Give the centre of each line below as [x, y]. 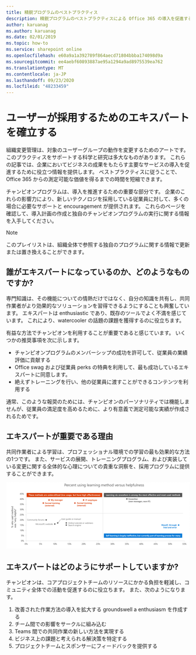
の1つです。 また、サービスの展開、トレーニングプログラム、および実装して [97, 459]
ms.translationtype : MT [35, 68]
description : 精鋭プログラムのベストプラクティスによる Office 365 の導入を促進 [95, 18]
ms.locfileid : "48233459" [37, 87]
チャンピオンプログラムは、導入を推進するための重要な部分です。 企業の [93, 192]
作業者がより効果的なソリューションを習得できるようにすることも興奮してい [98, 306]
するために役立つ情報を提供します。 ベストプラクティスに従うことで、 [95, 172]
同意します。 [55, 374]
